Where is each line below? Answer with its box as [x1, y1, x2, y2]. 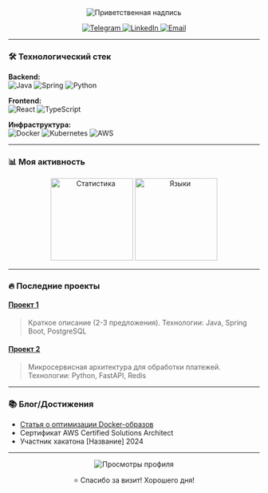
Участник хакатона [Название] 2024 [19, 436, 144, 446]
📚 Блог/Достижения [8, 398, 94, 409]
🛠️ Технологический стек [8, 51, 112, 62]
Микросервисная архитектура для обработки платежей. [27, 362, 221, 372]
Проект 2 [8, 345, 41, 354]
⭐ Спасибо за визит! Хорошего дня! [73, 475, 195, 485]
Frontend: [8, 96, 42, 106]
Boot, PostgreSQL [27, 326, 87, 336]
